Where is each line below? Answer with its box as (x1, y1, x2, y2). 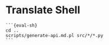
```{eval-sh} (5, 22, 38, 28)
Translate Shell (5, 3, 81, 17)
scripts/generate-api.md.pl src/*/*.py (5, 32, 104, 38)
